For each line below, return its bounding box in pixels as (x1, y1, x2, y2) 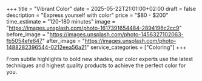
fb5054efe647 (6, 37, 42, 44)
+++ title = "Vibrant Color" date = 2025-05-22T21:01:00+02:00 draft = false (6, 5, 196, 12)
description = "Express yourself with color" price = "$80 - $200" (6, 11, 169, 19)
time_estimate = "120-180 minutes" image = (6, 18, 116, 25)
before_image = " (6, 31, 50, 38)
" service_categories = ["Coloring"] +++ (86, 44, 187, 51)
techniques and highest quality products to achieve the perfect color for (6, 62, 186, 69)
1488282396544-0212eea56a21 (6, 44, 87, 51)
